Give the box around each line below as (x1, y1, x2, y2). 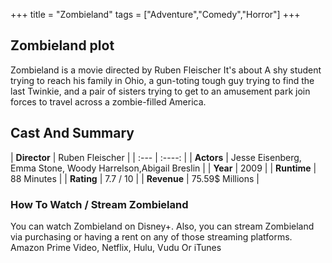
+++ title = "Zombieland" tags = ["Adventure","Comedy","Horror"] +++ (10, 9, 301, 20)
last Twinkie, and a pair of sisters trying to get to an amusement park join (10, 85, 311, 97)
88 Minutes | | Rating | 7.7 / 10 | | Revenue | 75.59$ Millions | (10, 172, 260, 184)
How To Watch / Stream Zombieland (10, 197, 189, 211)
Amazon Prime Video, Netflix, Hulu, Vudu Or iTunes (10, 241, 222, 253)
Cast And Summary (10, 125, 135, 142)
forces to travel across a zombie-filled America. (10, 95, 207, 108)
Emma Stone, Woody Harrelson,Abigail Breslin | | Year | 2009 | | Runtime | (10, 162, 317, 174)
